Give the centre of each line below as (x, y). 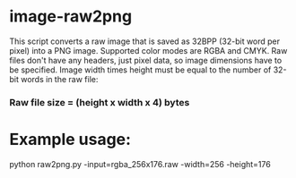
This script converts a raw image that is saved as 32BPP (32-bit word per (145, 41)
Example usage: (70, 140)
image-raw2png (71, 17)
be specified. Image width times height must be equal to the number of (140, 70)
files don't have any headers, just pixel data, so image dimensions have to (146, 60)
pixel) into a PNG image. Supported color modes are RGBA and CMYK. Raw (148, 50)
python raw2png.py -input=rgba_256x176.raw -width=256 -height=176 (140, 164)
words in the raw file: (60, 79)
